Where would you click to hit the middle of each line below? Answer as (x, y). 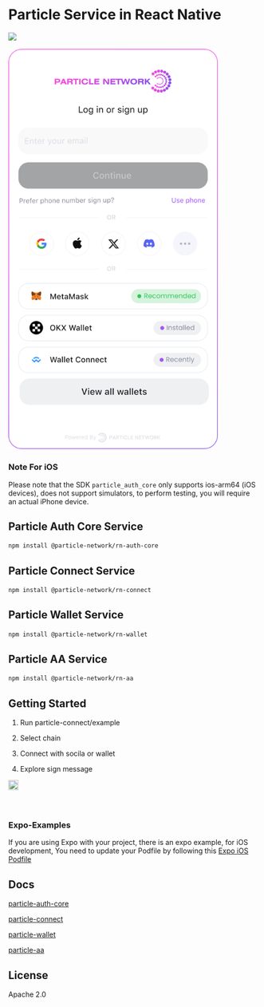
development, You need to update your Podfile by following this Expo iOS (128, 851)
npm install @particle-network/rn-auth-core (83, 546)
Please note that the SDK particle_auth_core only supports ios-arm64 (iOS (132, 484)
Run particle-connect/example (70, 723)
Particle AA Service (58, 659)
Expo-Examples (39, 825)
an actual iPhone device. (49, 501)
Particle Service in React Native (115, 15)
